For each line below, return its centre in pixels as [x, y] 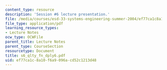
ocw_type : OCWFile [24, 37]
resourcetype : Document [30, 51]
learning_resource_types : [32, 28]
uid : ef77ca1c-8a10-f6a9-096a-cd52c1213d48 [51, 60]
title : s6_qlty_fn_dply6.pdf [35, 55]
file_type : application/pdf [34, 23]
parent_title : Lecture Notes [35, 42]
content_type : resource [30, 10]
